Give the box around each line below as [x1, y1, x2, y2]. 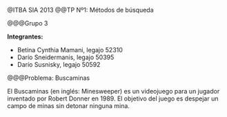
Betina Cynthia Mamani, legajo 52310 [17, 46, 123, 54]
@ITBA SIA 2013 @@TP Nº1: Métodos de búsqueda [7, 6, 154, 14]
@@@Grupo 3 [7, 19, 48, 27]
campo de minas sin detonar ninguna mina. [7, 102, 130, 109]
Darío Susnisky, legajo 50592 [17, 61, 101, 68]
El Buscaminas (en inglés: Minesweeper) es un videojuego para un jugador [7, 87, 220, 95]
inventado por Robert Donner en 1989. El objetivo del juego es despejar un [7, 94, 219, 103]
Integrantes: [7, 32, 43, 41]
